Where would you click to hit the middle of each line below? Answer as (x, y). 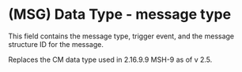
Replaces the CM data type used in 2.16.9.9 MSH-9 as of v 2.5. (110, 59)
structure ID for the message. (56, 44)
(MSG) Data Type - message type (120, 14)
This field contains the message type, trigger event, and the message (121, 36)
